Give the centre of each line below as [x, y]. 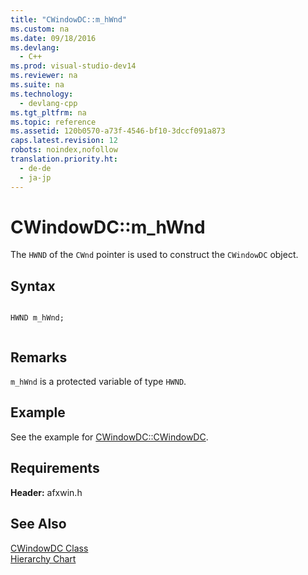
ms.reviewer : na [44, 76]
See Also [38, 524]
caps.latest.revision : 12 [64, 141]
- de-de [35, 168]
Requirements [55, 468]
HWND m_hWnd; [37, 318]
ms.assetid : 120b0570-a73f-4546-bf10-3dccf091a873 [118, 131]
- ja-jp [35, 177]
